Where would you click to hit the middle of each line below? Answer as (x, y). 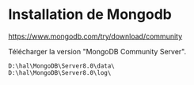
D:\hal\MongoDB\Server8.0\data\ (61, 66)
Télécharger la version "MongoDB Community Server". (97, 51)
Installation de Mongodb (90, 15)
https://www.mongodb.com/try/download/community (95, 36)
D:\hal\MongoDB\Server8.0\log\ (60, 72)
